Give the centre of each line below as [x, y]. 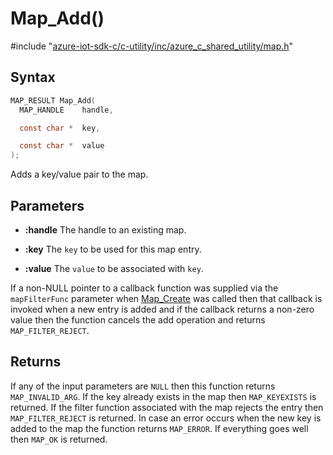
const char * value [62, 146]
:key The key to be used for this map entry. [113, 249]
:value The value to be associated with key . [114, 268]
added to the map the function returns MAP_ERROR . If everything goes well [159, 428]
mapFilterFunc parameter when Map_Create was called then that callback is [166, 298]
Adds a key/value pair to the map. [79, 174]
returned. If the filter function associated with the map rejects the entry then [167, 407]
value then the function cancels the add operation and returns [138, 319]
